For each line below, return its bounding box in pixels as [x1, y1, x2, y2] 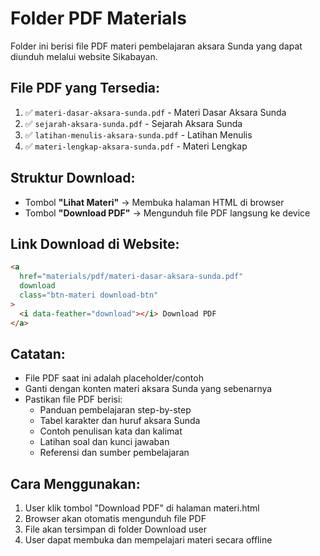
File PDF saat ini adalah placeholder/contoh [24, 372, 204, 384]
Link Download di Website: [10, 235, 180, 252]
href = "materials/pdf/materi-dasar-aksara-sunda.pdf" [19, 272, 244, 282]
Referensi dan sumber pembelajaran [39, 447, 190, 459]
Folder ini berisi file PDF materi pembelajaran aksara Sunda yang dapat [10, 40, 303, 52]
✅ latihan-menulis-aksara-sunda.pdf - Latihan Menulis [24, 128, 253, 141]
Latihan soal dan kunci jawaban [39, 436, 170, 448]
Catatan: [10, 345, 66, 362]
